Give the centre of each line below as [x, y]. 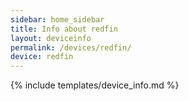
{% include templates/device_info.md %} [95, 85]
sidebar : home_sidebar [57, 19]
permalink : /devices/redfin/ [71, 47]
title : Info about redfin [64, 29]
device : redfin [42, 57]
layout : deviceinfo [51, 38]
